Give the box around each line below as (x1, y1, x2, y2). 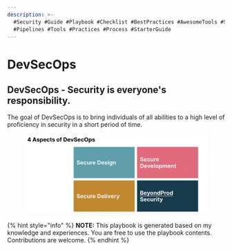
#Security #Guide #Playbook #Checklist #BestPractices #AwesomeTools (13, 18, 217, 26)
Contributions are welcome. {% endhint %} (7, 236, 130, 244)
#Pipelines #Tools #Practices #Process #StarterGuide (13, 26, 171, 33)
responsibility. (7, 94, 71, 107)
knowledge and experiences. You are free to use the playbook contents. (7, 229, 212, 237)
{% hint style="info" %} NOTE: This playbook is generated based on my (7, 222, 212, 230)
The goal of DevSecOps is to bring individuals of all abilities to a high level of (7, 113, 225, 121)
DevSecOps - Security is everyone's (7, 84, 167, 96)
